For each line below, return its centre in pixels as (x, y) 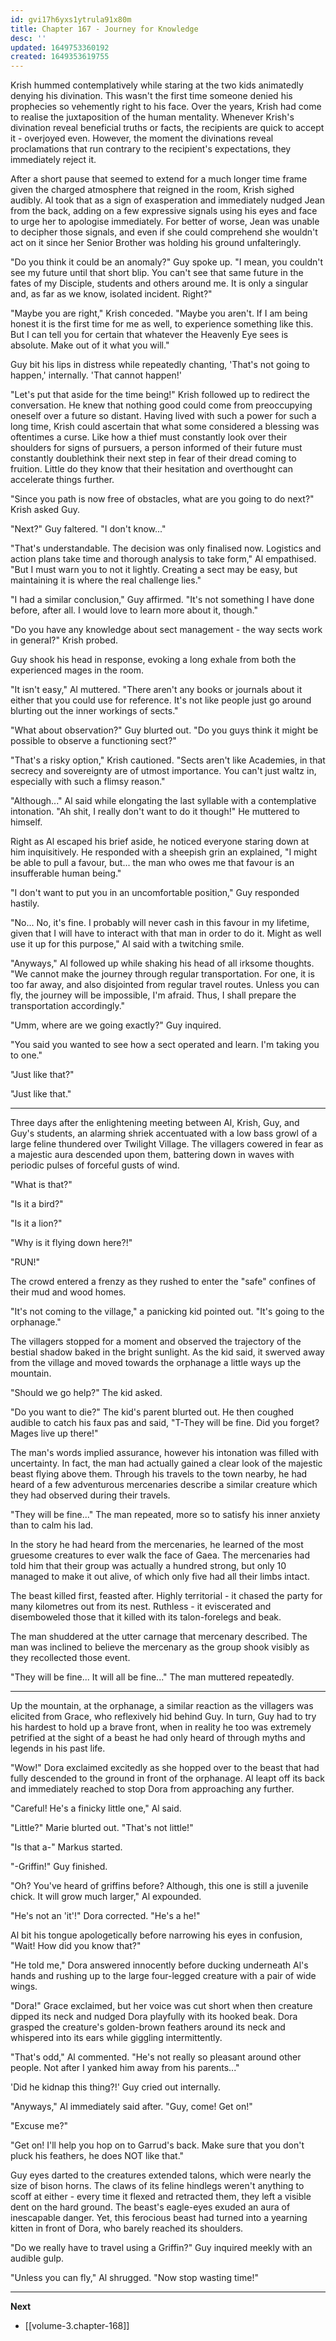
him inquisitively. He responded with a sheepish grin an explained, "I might (164, 852)
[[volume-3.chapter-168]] (77, 2326)
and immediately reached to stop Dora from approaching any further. (152, 1789)
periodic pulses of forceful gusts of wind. (95, 1165)
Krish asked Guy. (45, 510)
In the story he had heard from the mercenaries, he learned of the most (157, 1545)
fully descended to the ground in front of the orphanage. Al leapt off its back (167, 1778)
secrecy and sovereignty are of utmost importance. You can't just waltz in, (163, 771)
